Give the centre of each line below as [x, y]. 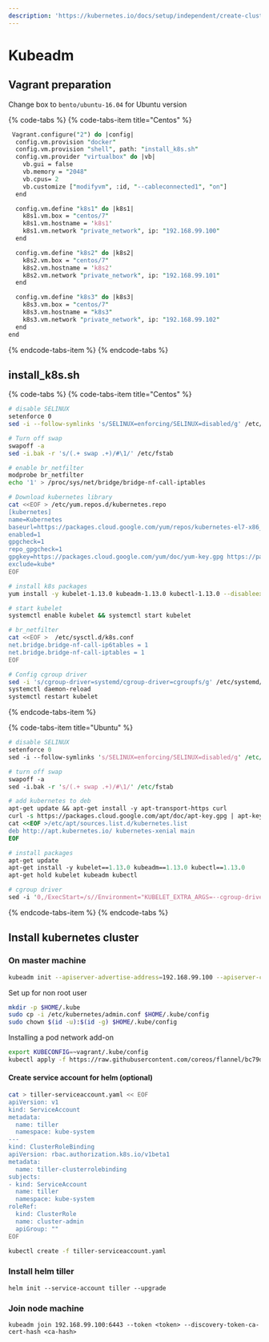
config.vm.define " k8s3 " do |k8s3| [75, 298]
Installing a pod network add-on [61, 1038]
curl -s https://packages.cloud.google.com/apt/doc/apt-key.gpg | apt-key [136, 816]
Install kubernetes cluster [74, 938]
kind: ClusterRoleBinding [51, 1147]
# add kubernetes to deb [50, 801]
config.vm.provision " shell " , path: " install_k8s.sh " [107, 149]
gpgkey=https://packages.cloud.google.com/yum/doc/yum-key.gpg [116, 557]
